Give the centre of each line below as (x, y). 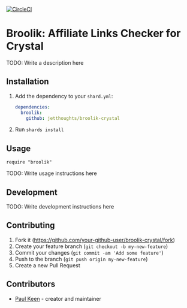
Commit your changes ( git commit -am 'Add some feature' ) (89, 252)
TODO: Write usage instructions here (52, 173)
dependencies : (32, 107)
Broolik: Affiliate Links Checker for (93, 34)
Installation (28, 82)
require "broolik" (29, 162)
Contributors (31, 284)
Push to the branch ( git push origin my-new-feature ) (81, 259)
